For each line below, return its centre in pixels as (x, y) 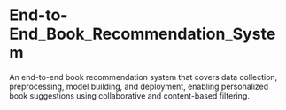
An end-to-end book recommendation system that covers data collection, (143, 77)
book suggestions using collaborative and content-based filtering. (130, 95)
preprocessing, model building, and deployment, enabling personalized (139, 86)
